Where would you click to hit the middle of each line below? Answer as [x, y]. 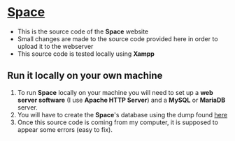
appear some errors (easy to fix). [65, 129]
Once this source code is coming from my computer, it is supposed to [118, 122]
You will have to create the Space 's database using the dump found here [122, 114]
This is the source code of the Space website [83, 31]
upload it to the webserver [55, 46]
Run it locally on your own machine [85, 76]
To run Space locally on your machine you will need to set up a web [115, 92]
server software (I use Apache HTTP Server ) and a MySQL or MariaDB [121, 100]
